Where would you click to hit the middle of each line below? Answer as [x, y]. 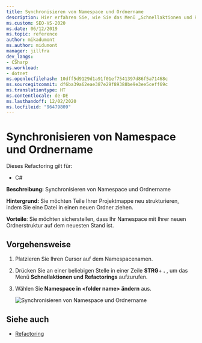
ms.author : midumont [32, 46]
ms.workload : [23, 68]
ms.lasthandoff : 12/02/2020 [41, 101]
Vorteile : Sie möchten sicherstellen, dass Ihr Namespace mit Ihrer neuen [96, 219]
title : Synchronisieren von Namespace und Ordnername [75, 12]
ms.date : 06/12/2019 [32, 29]
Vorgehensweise [38, 244]
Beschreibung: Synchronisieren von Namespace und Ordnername [89, 190]
